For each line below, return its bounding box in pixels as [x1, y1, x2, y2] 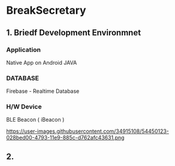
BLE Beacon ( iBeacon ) [6, 116, 65, 123]
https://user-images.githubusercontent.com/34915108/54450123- [6, 128, 170, 135]
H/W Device [6, 102, 42, 111]
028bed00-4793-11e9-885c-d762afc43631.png [6, 134, 125, 141]
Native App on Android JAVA [6, 59, 77, 66]
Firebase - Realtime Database [6, 87, 80, 95]
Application [6, 46, 41, 54]
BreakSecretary [6, 4, 86, 17]
